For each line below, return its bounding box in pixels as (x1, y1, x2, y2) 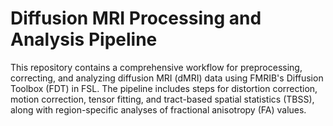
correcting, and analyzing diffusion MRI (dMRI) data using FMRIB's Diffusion (10, 72, 324, 84)
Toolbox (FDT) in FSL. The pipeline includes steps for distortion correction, (10, 82, 318, 94)
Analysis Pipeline (10, 28, 158, 51)
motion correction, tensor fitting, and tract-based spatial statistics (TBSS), (10, 93, 315, 105)
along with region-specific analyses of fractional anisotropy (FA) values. (10, 103, 307, 116)
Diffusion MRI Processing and (10, 7, 262, 30)
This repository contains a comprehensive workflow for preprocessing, (10, 61, 303, 73)
